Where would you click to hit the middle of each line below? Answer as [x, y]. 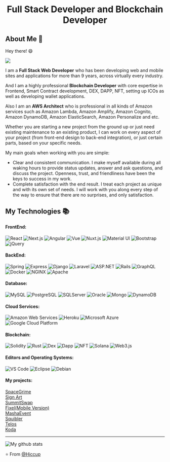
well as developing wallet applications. [45, 96]
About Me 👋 [24, 39]
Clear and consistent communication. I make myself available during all [87, 163]
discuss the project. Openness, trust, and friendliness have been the [84, 173]
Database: [16, 283]
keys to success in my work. [42, 179]
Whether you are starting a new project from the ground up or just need [80, 127]
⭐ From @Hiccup [23, 454]
